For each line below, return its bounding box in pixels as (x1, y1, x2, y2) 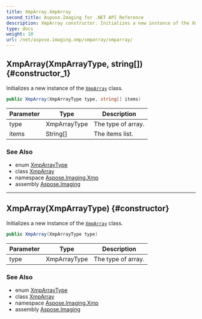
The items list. (94, 129, 133, 138)
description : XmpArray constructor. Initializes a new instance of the (6, 20, 189, 26)
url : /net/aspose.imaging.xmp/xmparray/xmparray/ (6, 37, 133, 43)
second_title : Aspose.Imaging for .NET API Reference (6, 14, 144, 20)
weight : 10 (6, 31, 34, 37)
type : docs (6, 25, 34, 32)
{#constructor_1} (6, 69, 71, 79)
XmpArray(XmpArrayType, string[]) (6, 59, 143, 69)
